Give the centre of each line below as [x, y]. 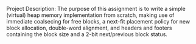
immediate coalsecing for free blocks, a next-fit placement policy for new [98, 21]
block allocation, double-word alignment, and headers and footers [89, 28]
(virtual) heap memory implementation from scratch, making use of [90, 15]
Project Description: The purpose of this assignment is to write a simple [96, 9]
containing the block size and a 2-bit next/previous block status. [87, 34]
